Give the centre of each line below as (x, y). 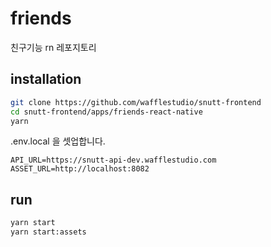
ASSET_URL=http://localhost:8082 (80, 169)
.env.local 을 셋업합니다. (58, 141)
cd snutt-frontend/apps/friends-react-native (106, 112)
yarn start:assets (48, 232)
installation (46, 79)
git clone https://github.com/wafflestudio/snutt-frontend (136, 102)
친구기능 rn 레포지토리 (53, 47)
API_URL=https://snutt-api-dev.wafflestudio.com (113, 160)
